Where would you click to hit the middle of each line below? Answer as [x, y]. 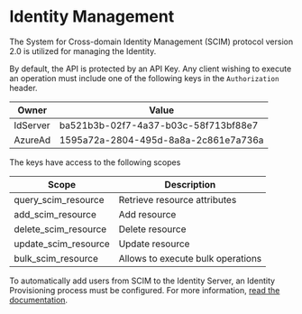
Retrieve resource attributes [178, 199]
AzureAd [32, 140]
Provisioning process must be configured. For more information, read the [145, 290]
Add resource [147, 214]
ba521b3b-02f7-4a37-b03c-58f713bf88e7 [159, 125]
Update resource [154, 244]
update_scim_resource [62, 244]
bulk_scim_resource [56, 258]
